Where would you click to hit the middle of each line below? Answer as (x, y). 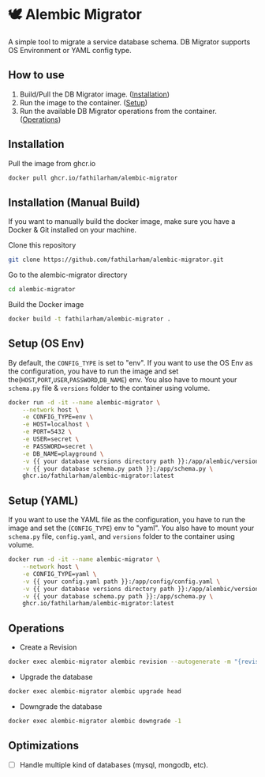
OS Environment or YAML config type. (70, 50)
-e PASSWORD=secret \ (58, 446)
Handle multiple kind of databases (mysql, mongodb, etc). (114, 764)
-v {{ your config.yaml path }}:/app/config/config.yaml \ (121, 582)
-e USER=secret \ (51, 439)
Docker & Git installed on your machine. (72, 230)
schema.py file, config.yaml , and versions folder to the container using (121, 536)
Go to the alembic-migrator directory (68, 275)
